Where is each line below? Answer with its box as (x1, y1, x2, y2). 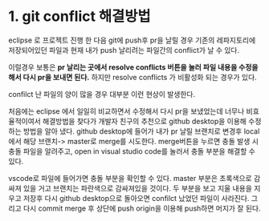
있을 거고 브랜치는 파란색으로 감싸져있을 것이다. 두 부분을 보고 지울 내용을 (22, 183, 253, 193)
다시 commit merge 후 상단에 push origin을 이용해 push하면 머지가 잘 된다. (22, 203, 261, 213)
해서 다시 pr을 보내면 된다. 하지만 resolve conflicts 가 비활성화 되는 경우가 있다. (8, 72, 257, 82)
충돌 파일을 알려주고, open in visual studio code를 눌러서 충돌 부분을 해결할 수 (8, 146, 255, 156)
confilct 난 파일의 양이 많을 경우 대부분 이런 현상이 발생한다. (8, 89, 196, 98)
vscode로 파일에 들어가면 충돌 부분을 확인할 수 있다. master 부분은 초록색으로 (8, 173, 252, 183)
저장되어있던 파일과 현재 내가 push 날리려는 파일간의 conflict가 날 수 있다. (8, 45, 240, 54)
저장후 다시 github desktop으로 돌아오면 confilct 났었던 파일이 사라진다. (22, 193, 250, 203)
